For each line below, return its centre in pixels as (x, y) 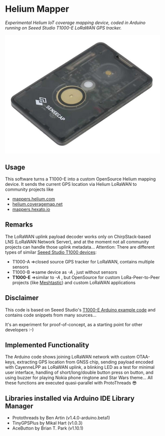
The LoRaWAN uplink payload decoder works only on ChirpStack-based (78, 236)
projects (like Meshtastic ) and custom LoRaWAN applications (74, 282)
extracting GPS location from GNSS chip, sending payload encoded (85, 362)
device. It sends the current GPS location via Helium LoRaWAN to (71, 184)
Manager (19, 406)
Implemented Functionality (47, 345)
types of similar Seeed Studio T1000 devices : (51, 252)
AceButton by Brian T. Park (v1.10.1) (48, 428)
